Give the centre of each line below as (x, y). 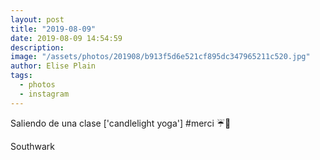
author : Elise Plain (53, 66)
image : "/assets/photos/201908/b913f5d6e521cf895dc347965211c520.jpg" (160, 57)
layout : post (37, 19)
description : (37, 47)
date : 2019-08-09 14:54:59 (66, 38)
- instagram (44, 94)
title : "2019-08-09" (53, 29)
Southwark (33, 146)
